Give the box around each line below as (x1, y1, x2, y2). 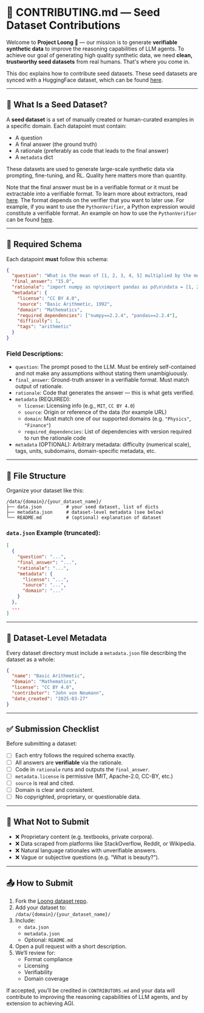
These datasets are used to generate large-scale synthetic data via (6, 165, 174, 172)
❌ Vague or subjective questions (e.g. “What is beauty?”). (15, 854, 160, 861)
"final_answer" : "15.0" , (12, 278, 75, 285)
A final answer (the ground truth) (15, 140, 97, 148)
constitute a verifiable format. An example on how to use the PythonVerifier (6, 209, 197, 217)
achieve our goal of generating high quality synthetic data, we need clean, (6, 51, 192, 58)
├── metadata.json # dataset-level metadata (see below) (6, 510, 165, 516)
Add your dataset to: (15, 903, 67, 911)
